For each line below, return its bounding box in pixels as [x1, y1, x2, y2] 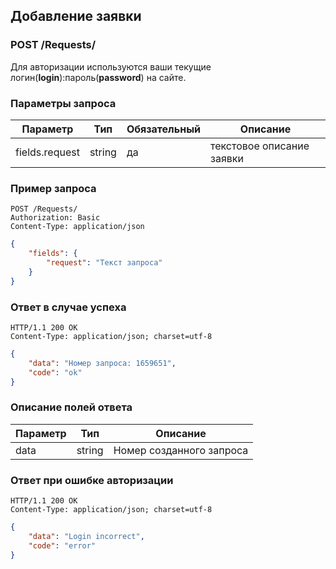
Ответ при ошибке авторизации [10, 473, 174, 487]
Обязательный [126, 122, 202, 136]
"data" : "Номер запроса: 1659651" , [28, 358, 177, 368]
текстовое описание [210, 139, 310, 153]
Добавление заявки [10, 8, 142, 25]
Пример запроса [10, 181, 97, 195]
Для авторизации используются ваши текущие [10, 60, 212, 73]
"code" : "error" [28, 540, 97, 551]
